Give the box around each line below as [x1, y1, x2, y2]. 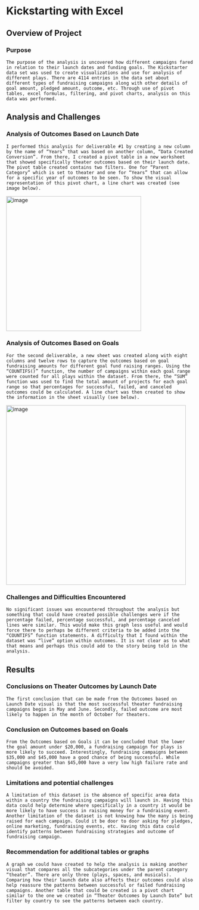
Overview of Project [6, 28, 82, 38]
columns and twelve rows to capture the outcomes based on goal [6, 358, 169, 364]
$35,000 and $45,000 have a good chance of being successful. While [6, 754, 180, 761]
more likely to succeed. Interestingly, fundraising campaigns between [6, 750, 188, 756]
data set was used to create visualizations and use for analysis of [6, 70, 183, 76]
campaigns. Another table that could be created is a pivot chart [6, 887, 175, 893]
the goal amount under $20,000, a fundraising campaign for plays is [6, 744, 183, 750]
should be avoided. [6, 765, 55, 771]
